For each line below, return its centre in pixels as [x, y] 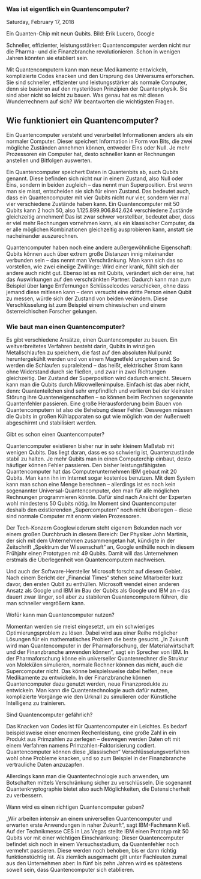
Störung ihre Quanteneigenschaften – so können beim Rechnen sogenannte [100, 397]
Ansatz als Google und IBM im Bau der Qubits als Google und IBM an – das [98, 591]
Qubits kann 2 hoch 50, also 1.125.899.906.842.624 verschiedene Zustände [100, 210]
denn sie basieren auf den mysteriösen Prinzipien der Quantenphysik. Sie [97, 89]
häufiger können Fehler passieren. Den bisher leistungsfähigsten [86, 465]
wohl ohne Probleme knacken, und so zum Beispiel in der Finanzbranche [96, 758]
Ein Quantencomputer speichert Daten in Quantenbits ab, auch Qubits [92, 172]
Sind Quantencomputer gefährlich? [49, 715]
